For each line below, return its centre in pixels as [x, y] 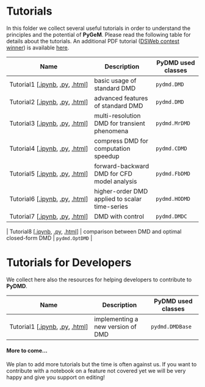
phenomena [111, 131]
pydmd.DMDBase [171, 327]
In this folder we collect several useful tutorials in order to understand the [99, 28]
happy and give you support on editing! [56, 377]
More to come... [27, 351]
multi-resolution [117, 115]
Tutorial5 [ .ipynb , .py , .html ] [49, 173]
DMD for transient [120, 123]
